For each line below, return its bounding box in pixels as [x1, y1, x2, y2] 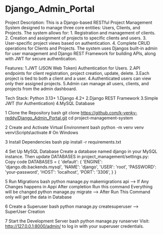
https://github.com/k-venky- [80, 109, 138, 115]
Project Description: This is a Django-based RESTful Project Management [5, 19, 152, 25]
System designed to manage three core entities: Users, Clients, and [5, 24, 140, 30]
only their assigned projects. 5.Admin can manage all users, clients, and [5, 80, 149, 86]
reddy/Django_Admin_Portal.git [5, 115, 67, 121]
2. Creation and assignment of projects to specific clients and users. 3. [5, 35, 147, 41]
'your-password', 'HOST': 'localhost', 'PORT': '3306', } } [5, 169, 117, 175]
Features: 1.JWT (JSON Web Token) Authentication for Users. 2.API [5, 65, 140, 71]
